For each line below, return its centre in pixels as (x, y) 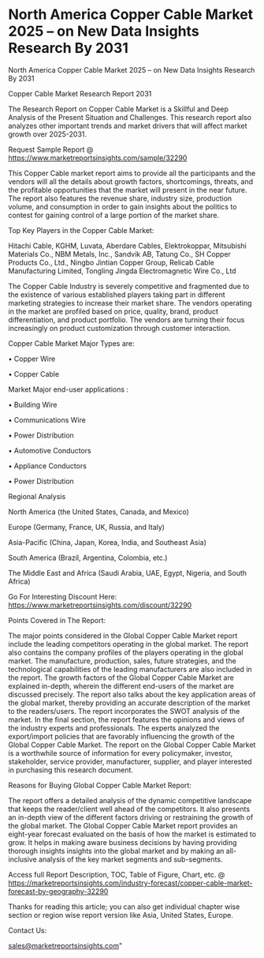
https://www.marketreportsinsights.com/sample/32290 (98, 158)
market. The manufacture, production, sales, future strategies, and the (122, 660)
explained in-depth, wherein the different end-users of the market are (121, 686)
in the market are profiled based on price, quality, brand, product (113, 311)
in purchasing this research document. (71, 770)
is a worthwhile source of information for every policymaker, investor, (121, 753)
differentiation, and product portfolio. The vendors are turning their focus (126, 319)
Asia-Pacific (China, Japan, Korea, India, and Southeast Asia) (108, 542)
